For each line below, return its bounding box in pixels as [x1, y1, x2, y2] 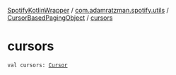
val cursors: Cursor [7, 62, 69, 69]
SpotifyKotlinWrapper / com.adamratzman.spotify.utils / [7, 6, 170, 14]
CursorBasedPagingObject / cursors [7, 13, 113, 22]
